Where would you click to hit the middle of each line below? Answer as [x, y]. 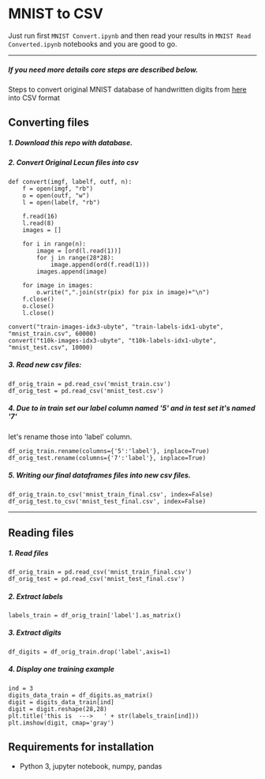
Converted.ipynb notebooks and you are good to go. [93, 43]
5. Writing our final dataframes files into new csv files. [99, 475]
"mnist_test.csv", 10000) [50, 347]
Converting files [49, 123]
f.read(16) [40, 216]
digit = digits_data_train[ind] [61, 702]
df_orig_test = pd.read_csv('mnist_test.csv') [86, 391]
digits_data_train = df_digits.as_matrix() [81, 695]
